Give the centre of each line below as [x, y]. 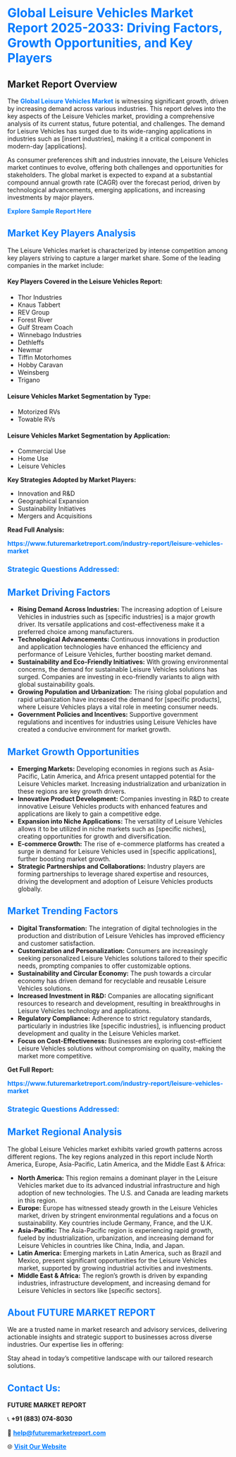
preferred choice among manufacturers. [76, 632]
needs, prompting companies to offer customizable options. [104, 966]
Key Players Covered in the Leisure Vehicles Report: [85, 281]
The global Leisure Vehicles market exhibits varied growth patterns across [115, 1149]
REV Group [33, 312]
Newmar [30, 350]
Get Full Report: [31, 1070]
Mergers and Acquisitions [55, 516]
